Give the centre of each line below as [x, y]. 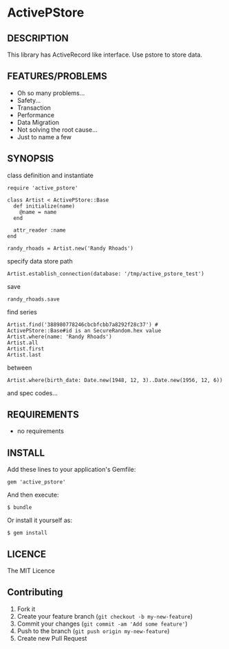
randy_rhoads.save [33, 299]
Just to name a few [44, 137]
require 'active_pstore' [43, 188]
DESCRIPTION [38, 38]
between [20, 368]
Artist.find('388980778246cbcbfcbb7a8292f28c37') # [83, 324]
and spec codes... [33, 393]
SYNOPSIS [31, 159]
